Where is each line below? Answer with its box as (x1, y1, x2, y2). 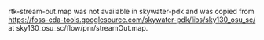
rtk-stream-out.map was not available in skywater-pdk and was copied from (8, 7, 255, 16)
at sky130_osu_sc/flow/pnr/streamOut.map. (8, 24, 148, 32)
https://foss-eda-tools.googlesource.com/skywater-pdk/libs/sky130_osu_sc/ (8, 15, 256, 24)
